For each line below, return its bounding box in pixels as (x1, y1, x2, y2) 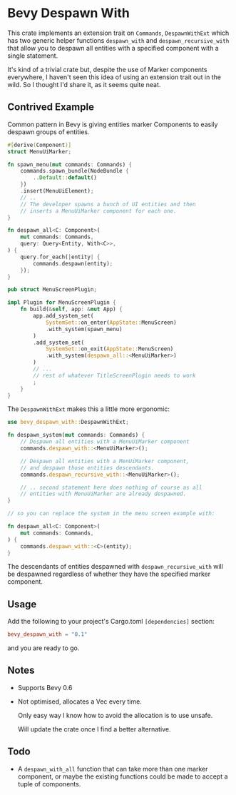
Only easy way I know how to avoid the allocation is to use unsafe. (17, 711, 213, 719)
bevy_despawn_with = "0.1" (7, 631, 88, 638)
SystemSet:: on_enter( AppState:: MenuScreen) (45, 319, 177, 326)
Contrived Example (7, 101, 95, 113)
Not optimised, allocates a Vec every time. (17, 697, 143, 706)
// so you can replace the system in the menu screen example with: (7, 510, 215, 517)
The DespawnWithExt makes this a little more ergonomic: (7, 405, 170, 413)
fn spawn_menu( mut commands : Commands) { (7, 161, 133, 168)
